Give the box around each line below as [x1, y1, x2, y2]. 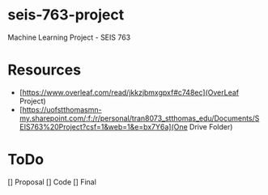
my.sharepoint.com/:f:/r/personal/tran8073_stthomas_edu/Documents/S [19, 113, 260, 123]
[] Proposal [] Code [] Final [7, 176, 96, 187]
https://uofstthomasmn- [22, 104, 102, 114]
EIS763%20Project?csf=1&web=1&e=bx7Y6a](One [19, 121, 188, 131]
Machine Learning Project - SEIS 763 [7, 32, 131, 42]
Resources [7, 61, 82, 79]
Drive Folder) [189, 121, 233, 131]
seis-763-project [7, 6, 125, 24]
